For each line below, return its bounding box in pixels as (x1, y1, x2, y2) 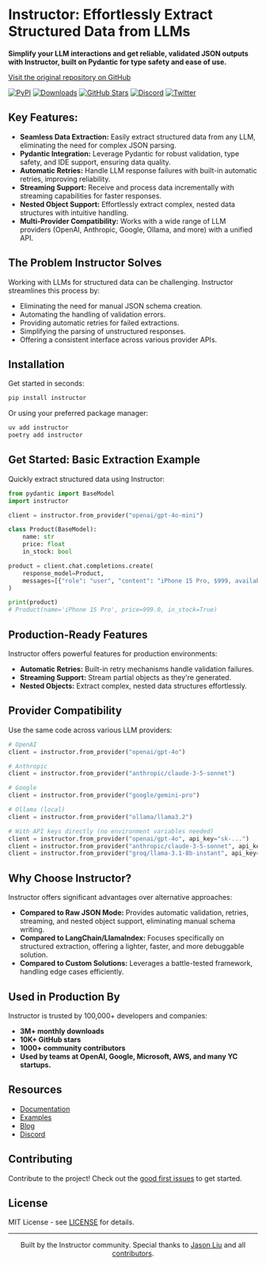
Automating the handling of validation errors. (19, 310, 166, 319)
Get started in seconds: (8, 379, 85, 388)
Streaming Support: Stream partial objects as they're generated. (19, 673, 232, 682)
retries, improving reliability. (19, 174, 111, 183)
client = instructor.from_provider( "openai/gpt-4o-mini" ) (8, 511, 203, 519)
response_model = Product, (22, 569, 104, 577)
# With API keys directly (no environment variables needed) (8, 827, 215, 835)
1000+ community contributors (19, 1043, 126, 1052)
